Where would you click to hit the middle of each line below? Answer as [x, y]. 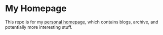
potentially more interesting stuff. [39, 27]
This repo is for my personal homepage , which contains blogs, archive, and [82, 22]
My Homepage [36, 9]
